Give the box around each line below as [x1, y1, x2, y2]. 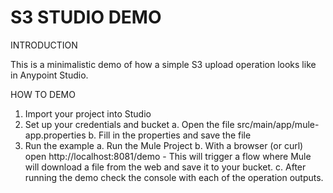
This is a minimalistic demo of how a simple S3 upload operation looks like [10, 58, 317, 70]
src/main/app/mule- [236, 118, 320, 130]
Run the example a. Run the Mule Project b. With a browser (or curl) [24, 139, 304, 151]
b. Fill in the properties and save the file [88, 129, 252, 141]
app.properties [24, 129, 87, 141]
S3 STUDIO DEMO [10, 6, 162, 29]
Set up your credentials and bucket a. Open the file [24, 118, 235, 130]
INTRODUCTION [10, 39, 78, 51]
